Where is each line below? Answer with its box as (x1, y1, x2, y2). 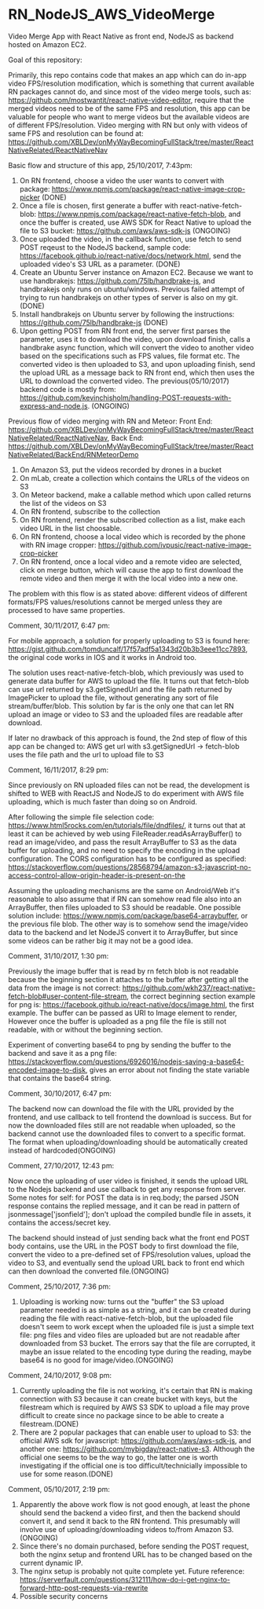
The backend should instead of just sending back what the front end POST (8, 1233, 250, 1242)
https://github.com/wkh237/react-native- (122, 983, 256, 992)
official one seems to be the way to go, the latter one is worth (19, 1452, 218, 1462)
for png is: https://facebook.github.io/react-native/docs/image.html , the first (8, 999, 255, 1009)
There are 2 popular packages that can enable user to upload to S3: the (19, 1428, 251, 1437)
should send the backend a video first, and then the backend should (19, 1508, 241, 1517)
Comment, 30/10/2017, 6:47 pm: (8, 1088, 112, 1098)
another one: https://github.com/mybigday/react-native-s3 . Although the (19, 1444, 255, 1453)
